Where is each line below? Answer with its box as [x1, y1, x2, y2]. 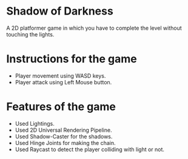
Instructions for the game [6, 52, 138, 66]
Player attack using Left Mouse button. [15, 78, 112, 86]
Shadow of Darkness [6, 4, 113, 18]
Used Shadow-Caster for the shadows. [15, 132, 113, 140]
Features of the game [6, 100, 116, 113]
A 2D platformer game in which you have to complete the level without [6, 24, 182, 32]
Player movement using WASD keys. [15, 72, 106, 79]
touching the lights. [6, 30, 55, 38]
